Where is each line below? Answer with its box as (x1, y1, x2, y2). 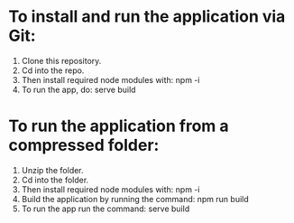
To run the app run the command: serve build (21, 203, 190, 214)
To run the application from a (8, 116, 229, 136)
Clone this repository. (21, 55, 102, 66)
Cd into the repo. (21, 65, 85, 76)
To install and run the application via (8, 6, 286, 27)
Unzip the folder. (21, 164, 84, 175)
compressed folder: (8, 135, 160, 155)
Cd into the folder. (21, 174, 89, 185)
